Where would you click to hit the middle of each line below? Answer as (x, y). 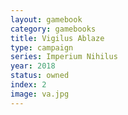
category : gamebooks (53, 29)
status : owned (40, 76)
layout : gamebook (46, 19)
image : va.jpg (40, 94)
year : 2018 (33, 66)
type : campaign (42, 47)
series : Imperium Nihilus (64, 57)
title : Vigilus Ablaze (57, 38)
